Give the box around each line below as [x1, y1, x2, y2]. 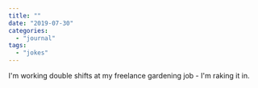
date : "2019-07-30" [8, 19, 74, 27]
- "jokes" [15, 49, 48, 57]
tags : [8, 42, 27, 50]
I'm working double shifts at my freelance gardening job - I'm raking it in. [8, 71, 250, 80]
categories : [8, 26, 48, 34]
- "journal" [15, 34, 56, 42]
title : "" [8, 11, 42, 20]
